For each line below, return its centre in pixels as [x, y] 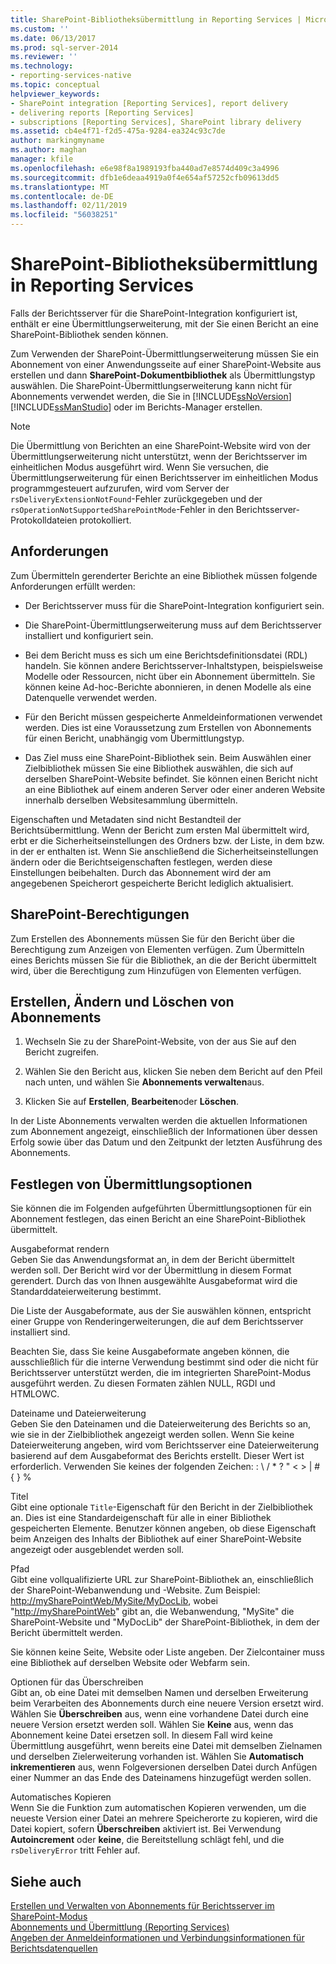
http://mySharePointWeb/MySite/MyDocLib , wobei [114, 1601]
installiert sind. [40, 1332]
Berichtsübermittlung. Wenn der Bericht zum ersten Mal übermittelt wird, [160, 830]
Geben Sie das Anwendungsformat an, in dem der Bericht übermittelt [152, 1260]
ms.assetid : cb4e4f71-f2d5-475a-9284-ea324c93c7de [118, 131]
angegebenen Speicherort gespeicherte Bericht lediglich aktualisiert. [152, 883]
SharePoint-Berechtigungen [100, 914]
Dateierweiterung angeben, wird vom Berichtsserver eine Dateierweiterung [165, 1445]
